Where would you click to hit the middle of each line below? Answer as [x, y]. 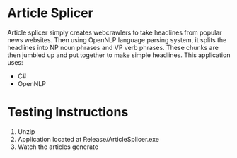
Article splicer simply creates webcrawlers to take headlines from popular [115, 32]
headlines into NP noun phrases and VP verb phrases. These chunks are [113, 47]
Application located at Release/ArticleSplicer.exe [88, 139]
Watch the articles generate [58, 147]
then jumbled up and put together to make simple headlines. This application [119, 55]
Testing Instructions [68, 113]
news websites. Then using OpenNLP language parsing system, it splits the [117, 39]
